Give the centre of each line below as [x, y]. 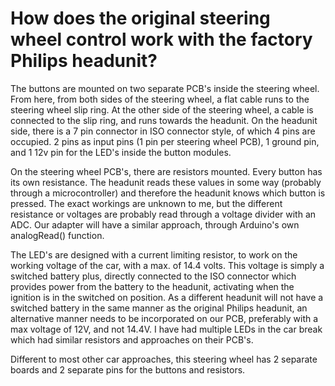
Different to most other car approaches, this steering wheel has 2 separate [164, 359]
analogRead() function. [57, 235]
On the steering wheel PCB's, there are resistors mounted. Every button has [166, 171]
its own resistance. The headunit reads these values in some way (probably [166, 182]
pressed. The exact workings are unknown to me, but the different [146, 203]
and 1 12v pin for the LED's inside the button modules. [121, 152]
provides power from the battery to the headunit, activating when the [152, 286]
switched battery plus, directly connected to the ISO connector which [153, 276]
